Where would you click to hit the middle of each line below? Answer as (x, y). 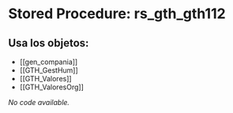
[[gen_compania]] (49, 62)
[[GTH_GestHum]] (49, 70)
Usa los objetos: (49, 43)
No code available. (39, 102)
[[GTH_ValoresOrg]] (52, 87)
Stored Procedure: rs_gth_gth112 (117, 14)
